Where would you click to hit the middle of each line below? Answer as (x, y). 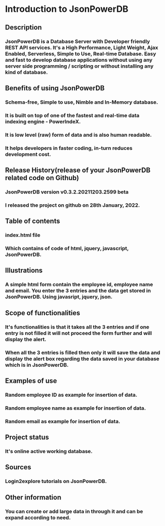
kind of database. (27, 72)
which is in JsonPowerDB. (37, 365)
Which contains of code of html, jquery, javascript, (67, 249)
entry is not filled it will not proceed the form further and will (79, 333)
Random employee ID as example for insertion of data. (71, 395)
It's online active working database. (49, 451)
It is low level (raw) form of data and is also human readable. (79, 135)
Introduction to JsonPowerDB (67, 9)
